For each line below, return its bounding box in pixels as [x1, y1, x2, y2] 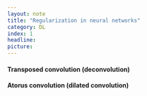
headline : [7, 37, 37, 44]
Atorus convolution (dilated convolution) [7, 81, 129, 90]
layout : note [7, 10, 46, 18]
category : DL [7, 23, 46, 30]
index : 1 [7, 30, 33, 37]
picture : [7, 43, 33, 50]
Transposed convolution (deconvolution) [7, 65, 130, 73]
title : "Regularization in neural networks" [7, 17, 141, 24]
